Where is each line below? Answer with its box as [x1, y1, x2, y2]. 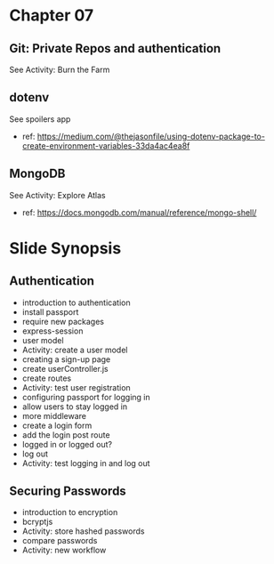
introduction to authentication [21, 297, 131, 308]
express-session [21, 326, 84, 336]
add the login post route [21, 429, 110, 440]
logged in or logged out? [21, 439, 113, 449]
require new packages [21, 316, 105, 326]
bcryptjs [21, 517, 53, 528]
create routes [21, 373, 72, 383]
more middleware [21, 410, 87, 421]
